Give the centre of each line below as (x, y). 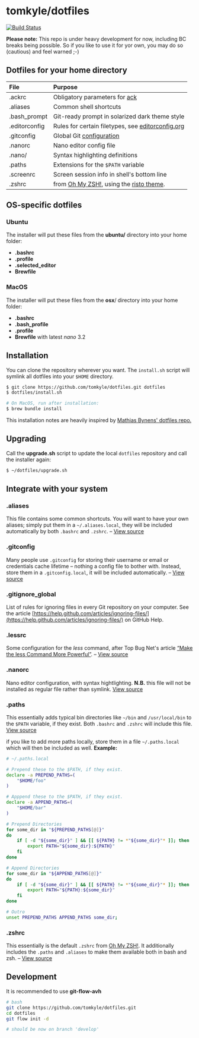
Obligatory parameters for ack (95, 97)
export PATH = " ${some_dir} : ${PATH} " (71, 846)
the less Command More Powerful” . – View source (67, 655)
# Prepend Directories (34, 824)
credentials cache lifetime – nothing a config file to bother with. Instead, (94, 566)
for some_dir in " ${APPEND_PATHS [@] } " (54, 873)
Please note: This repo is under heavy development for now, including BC (96, 39)
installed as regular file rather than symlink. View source (75, 689)
